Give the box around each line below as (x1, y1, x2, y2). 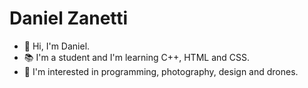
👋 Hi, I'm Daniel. (23, 40, 91, 52)
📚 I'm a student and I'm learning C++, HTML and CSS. (23, 51, 251, 63)
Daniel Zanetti (9, 7, 129, 30)
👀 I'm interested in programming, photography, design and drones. (23, 65, 299, 77)
